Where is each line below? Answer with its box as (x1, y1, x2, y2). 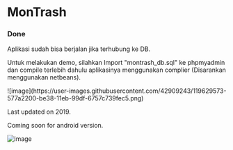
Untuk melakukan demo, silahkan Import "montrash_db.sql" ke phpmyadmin (7, 59, 225, 67)
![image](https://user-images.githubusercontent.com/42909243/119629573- (7, 87, 227, 95)
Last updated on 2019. (7, 107, 72, 116)
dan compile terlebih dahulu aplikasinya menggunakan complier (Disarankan (7, 66, 226, 74)
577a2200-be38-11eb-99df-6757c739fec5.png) (7, 94, 144, 103)
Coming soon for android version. (7, 121, 104, 130)
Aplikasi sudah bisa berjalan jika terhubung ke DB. (7, 45, 151, 53)
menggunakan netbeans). (7, 73, 81, 82)
